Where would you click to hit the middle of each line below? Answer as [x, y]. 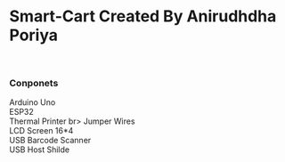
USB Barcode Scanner [50, 141]
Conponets [34, 83]
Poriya [34, 35]
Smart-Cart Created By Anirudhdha [143, 16]
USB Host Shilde [39, 150]
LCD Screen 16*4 [41, 131]
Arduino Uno [33, 102]
